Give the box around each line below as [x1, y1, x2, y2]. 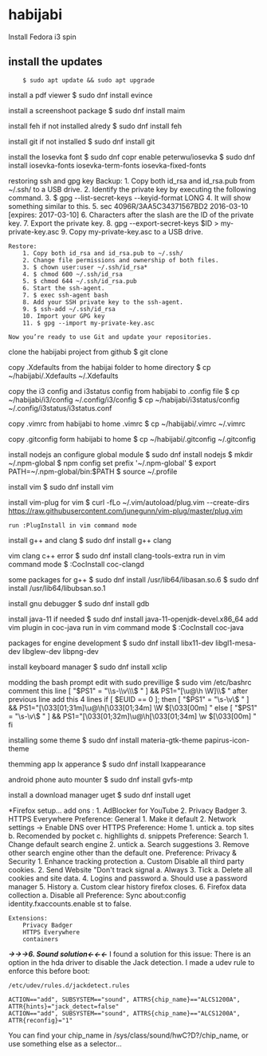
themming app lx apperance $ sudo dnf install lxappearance [8, 759, 206, 769]
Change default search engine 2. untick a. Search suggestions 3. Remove [8, 839, 249, 849]
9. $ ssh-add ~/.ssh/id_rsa [22, 305, 116, 313]
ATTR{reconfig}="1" [8, 1016, 73, 1024]
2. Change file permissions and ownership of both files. [22, 256, 219, 264]
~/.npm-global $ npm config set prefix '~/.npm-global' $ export [8, 458, 217, 467]
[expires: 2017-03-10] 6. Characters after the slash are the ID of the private [8, 210, 254, 219]
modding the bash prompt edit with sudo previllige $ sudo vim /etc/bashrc [8, 677, 252, 687]
